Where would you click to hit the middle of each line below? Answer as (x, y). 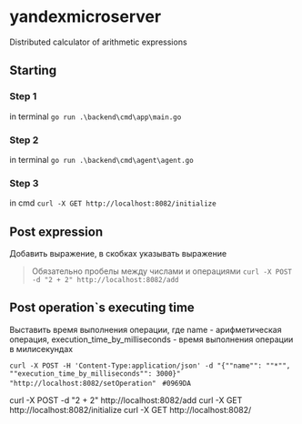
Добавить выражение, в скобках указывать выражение (118, 254)
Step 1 (23, 96)
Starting (33, 71)
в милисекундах (41, 348)
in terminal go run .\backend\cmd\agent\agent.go (101, 159)
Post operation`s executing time (102, 308)
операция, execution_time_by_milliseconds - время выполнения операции (151, 339)
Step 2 (24, 140)
